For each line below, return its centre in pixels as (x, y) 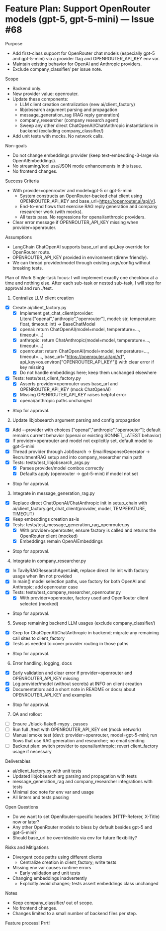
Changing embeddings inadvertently (50, 878)
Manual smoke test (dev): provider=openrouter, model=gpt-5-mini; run (85, 735)
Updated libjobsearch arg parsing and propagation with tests (75, 776)
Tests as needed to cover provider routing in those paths (70, 643)
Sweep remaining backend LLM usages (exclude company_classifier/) (84, 623)
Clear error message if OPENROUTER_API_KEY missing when (75, 222)
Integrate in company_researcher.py (49, 561)
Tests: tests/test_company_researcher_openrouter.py (67, 592)
